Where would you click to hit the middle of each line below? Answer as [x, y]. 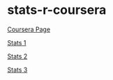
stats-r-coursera [57, 10]
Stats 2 [17, 56]
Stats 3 [17, 70]
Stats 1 [17, 42]
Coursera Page [29, 29]
